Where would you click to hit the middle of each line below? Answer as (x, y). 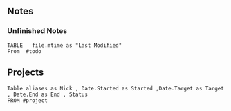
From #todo (24, 51)
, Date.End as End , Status (48, 94)
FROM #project (28, 100)
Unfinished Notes (37, 31)
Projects (26, 73)
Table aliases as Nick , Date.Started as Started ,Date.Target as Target (116, 88)
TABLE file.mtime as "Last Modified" (65, 45)
